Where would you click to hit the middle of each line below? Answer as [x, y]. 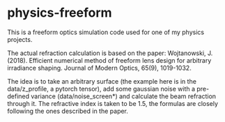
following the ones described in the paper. [68, 111]
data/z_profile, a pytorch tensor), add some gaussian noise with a [101, 89]
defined [18, 96]
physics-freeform [60, 13]
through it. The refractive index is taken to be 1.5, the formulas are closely [113, 103]
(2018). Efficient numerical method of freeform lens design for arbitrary [109, 60]
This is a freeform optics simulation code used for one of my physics [106, 32]
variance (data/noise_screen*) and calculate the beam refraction [124, 96]
